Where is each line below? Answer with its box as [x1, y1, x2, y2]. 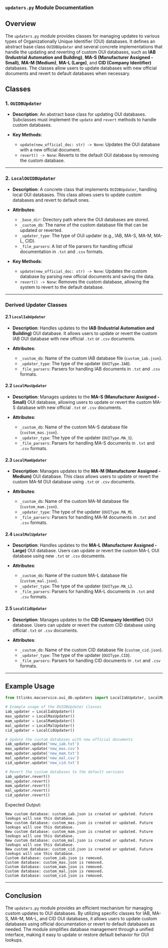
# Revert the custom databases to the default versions [5, 769, 124, 774]
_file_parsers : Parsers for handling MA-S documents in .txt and [19, 440, 155, 446]
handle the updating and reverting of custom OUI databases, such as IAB [5, 49, 156, 55]
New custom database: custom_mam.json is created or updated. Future [5, 829, 153, 834]
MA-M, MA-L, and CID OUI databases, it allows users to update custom [10, 915, 157, 921]
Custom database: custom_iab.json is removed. [5, 855, 104, 861]
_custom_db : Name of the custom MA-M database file [19, 498, 129, 504]
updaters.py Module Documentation [5, 4, 94, 11]
